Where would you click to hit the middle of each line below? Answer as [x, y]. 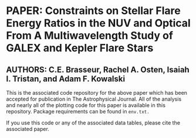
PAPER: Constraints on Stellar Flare [93, 11]
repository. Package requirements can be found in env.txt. [78, 111]
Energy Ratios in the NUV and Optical [98, 23]
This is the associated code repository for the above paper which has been [97, 93]
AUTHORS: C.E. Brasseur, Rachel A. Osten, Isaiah [98, 69]
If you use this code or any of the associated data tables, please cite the [93, 123]
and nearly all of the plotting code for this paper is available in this [86, 105]
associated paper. [28, 129]
